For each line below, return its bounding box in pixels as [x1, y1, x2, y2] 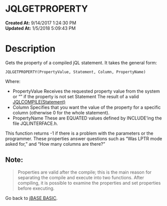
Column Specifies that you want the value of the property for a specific [12, 104, 161, 110]
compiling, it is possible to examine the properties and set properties [17, 180, 161, 186]
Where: [5, 78, 21, 84]
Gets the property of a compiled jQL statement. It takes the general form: [5, 59, 157, 66]
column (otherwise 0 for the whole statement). [12, 109, 110, 115]
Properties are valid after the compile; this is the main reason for [17, 169, 152, 175]
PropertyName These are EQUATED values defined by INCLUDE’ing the [12, 115, 162, 121]
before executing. [17, 185, 55, 191]
